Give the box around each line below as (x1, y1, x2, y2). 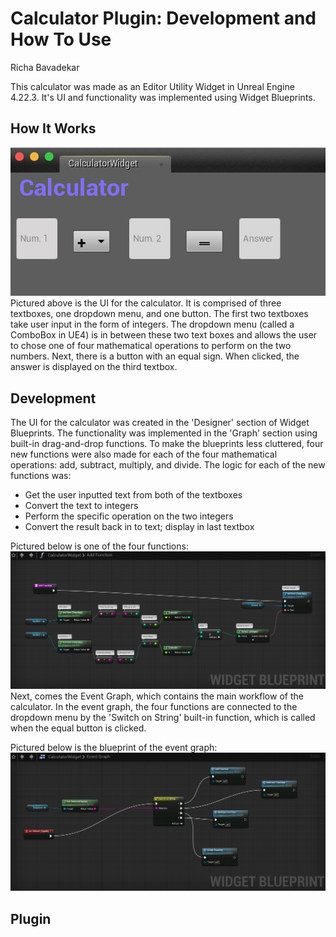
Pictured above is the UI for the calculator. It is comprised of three (10, 297, 282, 309)
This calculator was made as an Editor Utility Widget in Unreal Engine (10, 80, 295, 92)
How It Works (10, 120, 97, 137)
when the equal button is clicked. (10, 722, 147, 734)
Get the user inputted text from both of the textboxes (24, 489, 243, 501)
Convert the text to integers (24, 500, 139, 512)
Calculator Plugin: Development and (10, 7, 317, 30)
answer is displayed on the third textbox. (10, 361, 178, 373)
